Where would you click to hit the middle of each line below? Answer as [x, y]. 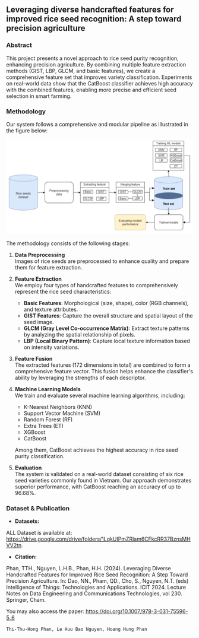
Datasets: [27, 521]
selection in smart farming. [39, 96]
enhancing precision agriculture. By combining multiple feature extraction [96, 64]
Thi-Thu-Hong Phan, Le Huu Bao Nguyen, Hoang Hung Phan [77, 629]
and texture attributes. [51, 309]
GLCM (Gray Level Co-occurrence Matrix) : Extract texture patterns [107, 328]
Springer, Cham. [26, 600]
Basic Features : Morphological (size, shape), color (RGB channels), [106, 303]
